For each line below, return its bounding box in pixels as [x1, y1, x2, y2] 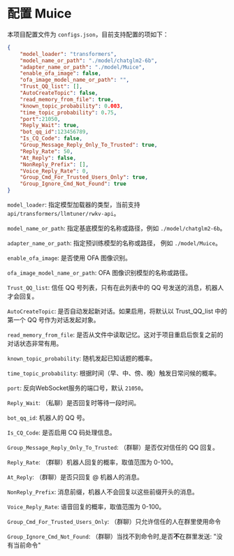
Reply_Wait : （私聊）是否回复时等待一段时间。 [7, 399, 140, 407]
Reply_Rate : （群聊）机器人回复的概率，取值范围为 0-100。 [7, 458, 177, 467]
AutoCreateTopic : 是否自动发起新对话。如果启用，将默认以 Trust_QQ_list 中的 [7, 307, 228, 316]
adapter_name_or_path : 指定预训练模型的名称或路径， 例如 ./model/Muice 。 [7, 239, 222, 247]
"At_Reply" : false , [20, 154, 77, 161]
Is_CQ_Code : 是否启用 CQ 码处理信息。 [7, 428, 117, 437]
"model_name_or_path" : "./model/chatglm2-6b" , [20, 57, 158, 64]
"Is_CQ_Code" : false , [20, 135, 82, 142]
